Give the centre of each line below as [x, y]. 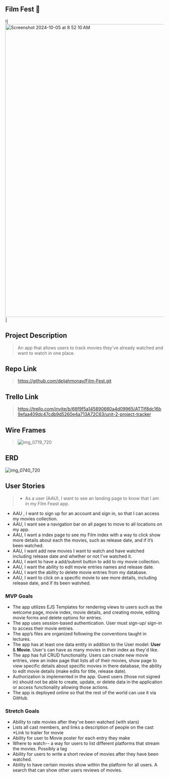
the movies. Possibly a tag [40, 749]
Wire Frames [26, 430]
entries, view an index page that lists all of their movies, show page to [85, 660]
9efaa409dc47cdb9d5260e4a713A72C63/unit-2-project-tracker [84, 414]
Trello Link [22, 397]
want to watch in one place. [46, 353]
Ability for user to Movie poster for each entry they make [71, 738]
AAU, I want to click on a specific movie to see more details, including [84, 577]
